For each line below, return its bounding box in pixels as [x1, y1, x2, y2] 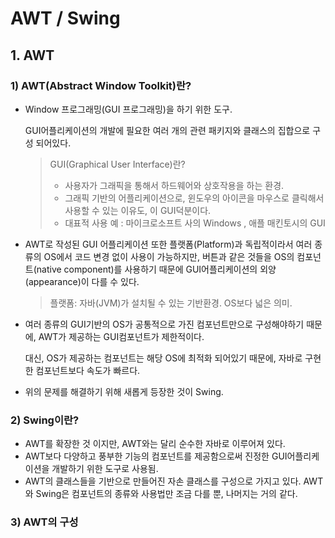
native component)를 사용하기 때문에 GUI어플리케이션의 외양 [36, 263, 277, 275]
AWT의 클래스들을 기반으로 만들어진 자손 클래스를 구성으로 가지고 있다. [24, 475, 302, 487]
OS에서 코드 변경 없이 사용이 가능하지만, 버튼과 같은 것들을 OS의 [43, 250, 295, 262]
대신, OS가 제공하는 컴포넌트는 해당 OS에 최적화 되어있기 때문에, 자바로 [24, 352, 303, 364]
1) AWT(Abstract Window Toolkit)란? [10, 78, 192, 92]
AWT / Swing [10, 7, 121, 30]
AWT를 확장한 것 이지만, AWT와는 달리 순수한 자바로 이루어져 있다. [24, 438, 286, 450]
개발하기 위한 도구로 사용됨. [51, 463, 159, 475]
